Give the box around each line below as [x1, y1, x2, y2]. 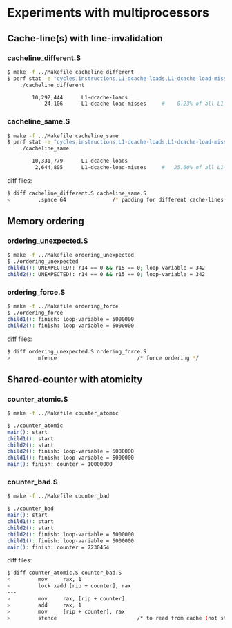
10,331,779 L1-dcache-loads [32, 157, 128, 165]
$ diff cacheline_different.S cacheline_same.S [7, 190, 147, 197]
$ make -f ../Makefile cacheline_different [7, 68, 135, 75]
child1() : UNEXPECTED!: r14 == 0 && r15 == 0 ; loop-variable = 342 [7, 264, 206, 272]
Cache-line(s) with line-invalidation [7, 32, 164, 44]
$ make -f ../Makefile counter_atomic [7, 410, 119, 417]
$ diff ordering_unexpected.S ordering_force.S [7, 348, 147, 355]
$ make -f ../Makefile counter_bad [7, 493, 110, 500]
